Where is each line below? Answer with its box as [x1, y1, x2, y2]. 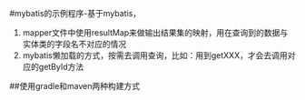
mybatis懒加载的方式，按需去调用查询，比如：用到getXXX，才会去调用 [22, 50, 288, 61]
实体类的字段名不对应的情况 [22, 39, 127, 49]
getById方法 [38, 62, 84, 72]
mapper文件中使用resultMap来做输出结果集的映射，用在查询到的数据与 [22, 27, 289, 38]
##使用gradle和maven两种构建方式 [9, 81, 141, 91]
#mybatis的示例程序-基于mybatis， [9, 8, 142, 18]
